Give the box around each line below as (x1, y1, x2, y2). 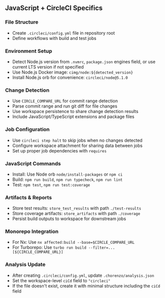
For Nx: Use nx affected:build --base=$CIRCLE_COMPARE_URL (12, 239, 135, 245)
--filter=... (88, 245, 115, 251)
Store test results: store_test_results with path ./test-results (12, 205, 141, 211)
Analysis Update (5, 261, 46, 268)
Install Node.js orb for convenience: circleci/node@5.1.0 (12, 74, 128, 80)
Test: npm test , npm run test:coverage (12, 182, 90, 187)
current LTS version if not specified (12, 64, 84, 70)
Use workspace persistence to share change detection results (12, 109, 139, 114)
